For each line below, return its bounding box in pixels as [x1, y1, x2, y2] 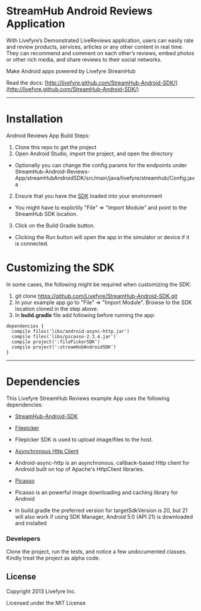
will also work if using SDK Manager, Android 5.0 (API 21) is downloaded [14, 513, 193, 520]
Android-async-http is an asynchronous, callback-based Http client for [14, 459, 190, 466]
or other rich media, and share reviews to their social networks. [6, 56, 162, 63]
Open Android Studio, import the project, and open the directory [14, 150, 173, 157]
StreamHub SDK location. [14, 210, 78, 217]
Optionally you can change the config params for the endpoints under [14, 161, 187, 168]
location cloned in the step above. [14, 305, 99, 312]
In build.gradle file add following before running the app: [14, 311, 156, 318]
